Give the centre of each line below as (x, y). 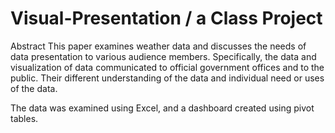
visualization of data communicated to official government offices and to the (167, 67)
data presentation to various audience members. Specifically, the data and (163, 56)
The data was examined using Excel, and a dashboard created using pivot (162, 108)
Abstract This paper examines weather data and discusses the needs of (158, 46)
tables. (24, 118)
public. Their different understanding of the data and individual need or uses (167, 78)
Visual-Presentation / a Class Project (166, 18)
